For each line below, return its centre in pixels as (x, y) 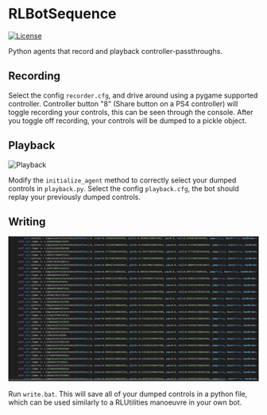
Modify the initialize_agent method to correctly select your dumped (122, 180)
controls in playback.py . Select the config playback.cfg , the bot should (124, 188)
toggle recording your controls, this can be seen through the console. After (131, 112)
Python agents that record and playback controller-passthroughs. (115, 51)
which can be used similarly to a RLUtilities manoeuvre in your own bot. (125, 402)
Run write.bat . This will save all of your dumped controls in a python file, (128, 394)
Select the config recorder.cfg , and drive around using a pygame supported (133, 95)
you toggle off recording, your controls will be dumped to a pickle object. (128, 121)
